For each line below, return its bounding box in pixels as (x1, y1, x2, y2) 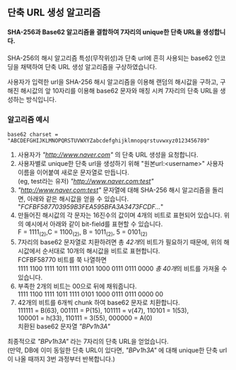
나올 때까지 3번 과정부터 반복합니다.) (14, 354, 115, 363)
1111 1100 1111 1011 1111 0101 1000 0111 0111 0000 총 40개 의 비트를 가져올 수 (17, 264, 228, 273)
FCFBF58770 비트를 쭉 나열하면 (17, 255, 107, 263)
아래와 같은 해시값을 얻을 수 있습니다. (27, 194, 129, 203)
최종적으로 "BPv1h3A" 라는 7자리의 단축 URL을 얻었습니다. (7, 337, 169, 345)
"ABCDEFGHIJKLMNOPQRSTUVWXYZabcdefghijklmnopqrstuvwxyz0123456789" (7, 137, 211, 144)
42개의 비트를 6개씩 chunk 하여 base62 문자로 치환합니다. (17, 298, 180, 306)
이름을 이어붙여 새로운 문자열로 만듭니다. (17, 168, 129, 177)
